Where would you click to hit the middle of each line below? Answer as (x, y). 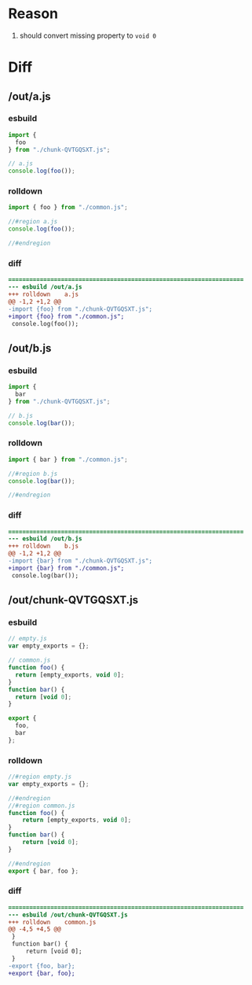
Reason (33, 14)
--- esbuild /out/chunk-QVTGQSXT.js (68, 915)
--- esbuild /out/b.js (45, 539)
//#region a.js (33, 222)
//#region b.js (33, 474)
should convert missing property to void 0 (88, 35)
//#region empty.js (40, 777)
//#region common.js (42, 806)
